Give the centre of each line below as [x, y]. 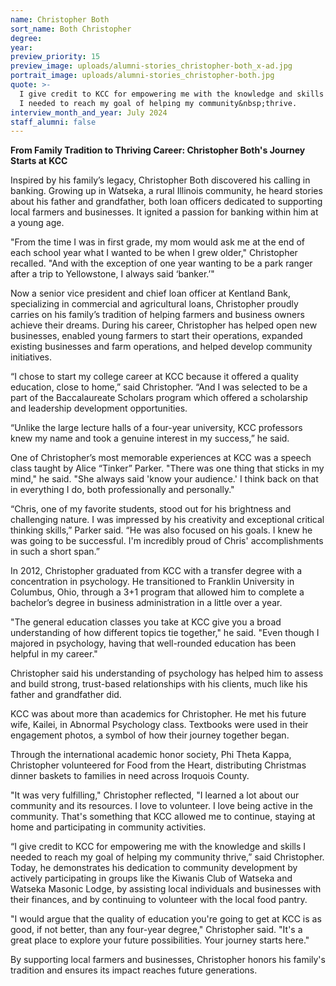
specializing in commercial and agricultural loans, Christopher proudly [154, 304]
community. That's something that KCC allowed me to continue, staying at [163, 817]
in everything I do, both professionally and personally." [122, 490]
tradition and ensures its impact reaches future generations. [134, 970]
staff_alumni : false [53, 122]
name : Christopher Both [60, 19]
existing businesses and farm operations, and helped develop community [161, 347]
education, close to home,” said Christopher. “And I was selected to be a [159, 387]
